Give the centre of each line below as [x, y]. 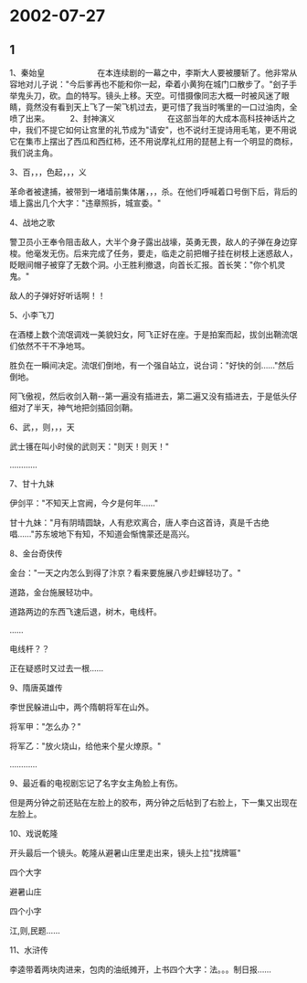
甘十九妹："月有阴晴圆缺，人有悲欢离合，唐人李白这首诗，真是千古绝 [139, 523]
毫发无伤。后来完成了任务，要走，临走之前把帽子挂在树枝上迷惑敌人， [165, 253]
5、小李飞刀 [32, 315]
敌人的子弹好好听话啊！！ [58, 295]
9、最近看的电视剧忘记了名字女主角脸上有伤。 [96, 783]
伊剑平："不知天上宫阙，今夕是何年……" [84, 503]
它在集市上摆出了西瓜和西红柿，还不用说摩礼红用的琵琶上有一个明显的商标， [153, 141]
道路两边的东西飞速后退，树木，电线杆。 [85, 612]
